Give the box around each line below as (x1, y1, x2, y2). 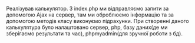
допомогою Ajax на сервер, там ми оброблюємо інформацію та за (6, 11, 174, 18)
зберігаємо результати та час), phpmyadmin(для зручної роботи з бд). (6, 30, 183, 37)
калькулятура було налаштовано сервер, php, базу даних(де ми (6, 24, 168, 31)
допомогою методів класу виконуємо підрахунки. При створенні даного (6, 18, 190, 24)
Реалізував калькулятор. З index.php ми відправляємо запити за (6, 5, 169, 12)
